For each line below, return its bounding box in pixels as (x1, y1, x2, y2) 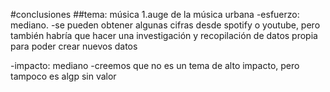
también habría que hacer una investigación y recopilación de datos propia (10, 30, 318, 41)
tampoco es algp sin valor (10, 70, 117, 82)
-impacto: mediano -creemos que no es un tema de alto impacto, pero (10, 60, 300, 71)
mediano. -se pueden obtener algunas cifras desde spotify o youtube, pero (10, 19, 321, 31)
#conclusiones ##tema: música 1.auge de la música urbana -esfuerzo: (10, 9, 300, 20)
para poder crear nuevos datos (10, 40, 138, 52)
